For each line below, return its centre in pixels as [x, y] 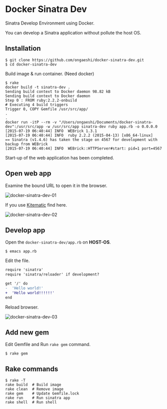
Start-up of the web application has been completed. [59, 157]
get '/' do [16, 283]
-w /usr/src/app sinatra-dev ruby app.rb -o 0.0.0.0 [101, 126]
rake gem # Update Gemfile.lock [42, 393]
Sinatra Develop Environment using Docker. [50, 23]
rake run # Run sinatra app [38, 398]
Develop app [25, 230]
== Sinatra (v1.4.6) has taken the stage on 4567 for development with [81, 139]
